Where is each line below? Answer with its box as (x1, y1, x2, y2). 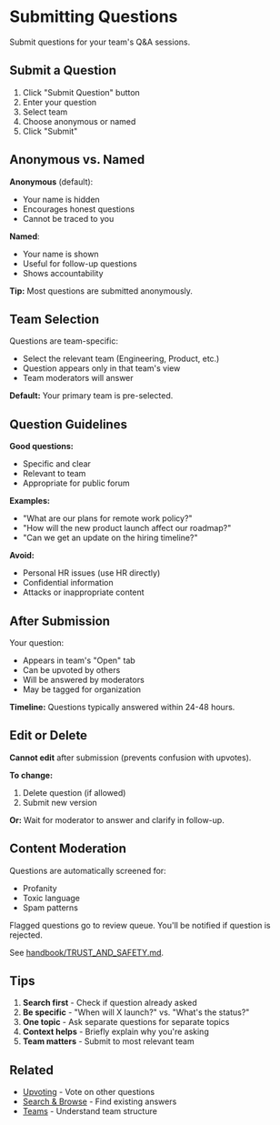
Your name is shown (22, 248, 99, 259)
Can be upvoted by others (22, 665, 121, 675)
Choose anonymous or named (22, 116, 136, 126)
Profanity (22, 882, 57, 893)
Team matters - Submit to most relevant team (22, 1036, 195, 1047)
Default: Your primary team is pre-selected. (9, 390, 174, 401)
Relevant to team (22, 468, 86, 479)
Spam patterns (22, 902, 79, 913)
